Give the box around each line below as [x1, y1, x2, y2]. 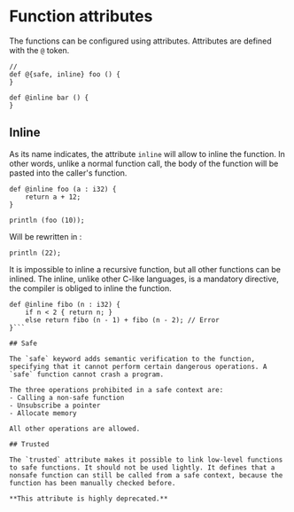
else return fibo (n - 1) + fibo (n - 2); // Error [25, 315, 220, 325]
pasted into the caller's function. [9, 167, 128, 178]
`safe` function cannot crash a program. [9, 370, 165, 379]
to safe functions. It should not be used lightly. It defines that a [9, 463, 275, 472]
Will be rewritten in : [9, 231, 82, 241]
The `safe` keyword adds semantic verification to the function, [9, 354, 255, 363]
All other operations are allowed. [9, 424, 141, 433]
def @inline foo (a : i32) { [9, 185, 117, 193]
